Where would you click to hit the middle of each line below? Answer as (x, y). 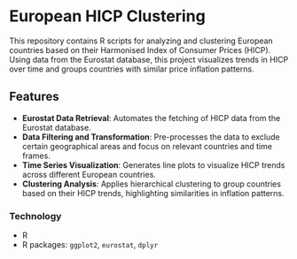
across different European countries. (89, 174)
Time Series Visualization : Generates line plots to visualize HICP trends (153, 164)
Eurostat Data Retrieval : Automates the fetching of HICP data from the (151, 118)
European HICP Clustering (107, 16)
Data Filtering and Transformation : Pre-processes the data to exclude (151, 137)
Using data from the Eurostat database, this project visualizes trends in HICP (149, 59)
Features (34, 97)
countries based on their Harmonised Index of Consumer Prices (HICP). (140, 50)
